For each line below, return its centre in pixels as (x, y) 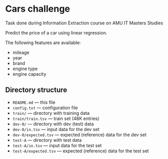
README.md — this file (34, 102)
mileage (21, 52)
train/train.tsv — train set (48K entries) (56, 118)
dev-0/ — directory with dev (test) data (53, 124)
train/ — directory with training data (51, 113)
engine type (25, 69)
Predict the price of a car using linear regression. (56, 33)
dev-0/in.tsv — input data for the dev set (56, 129)
